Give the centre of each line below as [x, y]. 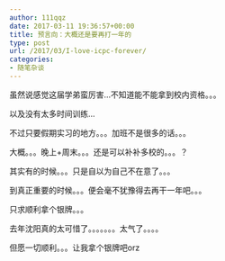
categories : [31, 59]
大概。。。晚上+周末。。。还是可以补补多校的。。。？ [99, 152]
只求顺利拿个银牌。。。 [49, 209]
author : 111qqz [38, 18]
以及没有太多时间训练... [53, 113]
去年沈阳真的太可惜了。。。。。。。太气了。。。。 [86, 228]
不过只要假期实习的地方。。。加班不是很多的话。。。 [100, 132]
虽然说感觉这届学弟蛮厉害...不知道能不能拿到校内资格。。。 [116, 94]
